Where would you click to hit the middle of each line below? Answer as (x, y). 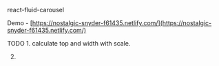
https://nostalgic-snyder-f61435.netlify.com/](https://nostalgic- (122, 23)
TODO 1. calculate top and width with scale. (69, 43)
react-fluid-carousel (35, 10)
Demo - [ (20, 23)
